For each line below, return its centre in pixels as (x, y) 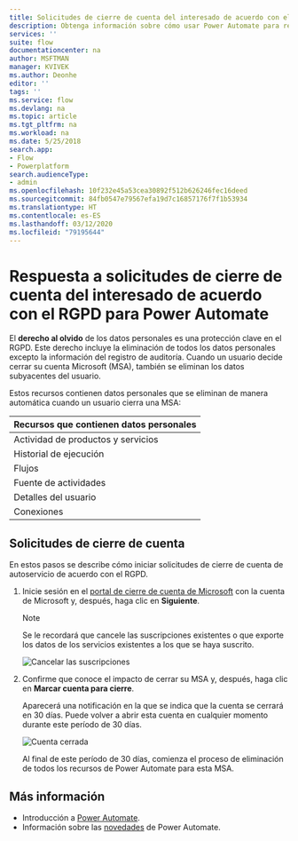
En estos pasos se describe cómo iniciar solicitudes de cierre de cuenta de (146, 565)
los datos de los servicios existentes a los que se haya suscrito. (138, 645)
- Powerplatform (39, 166)
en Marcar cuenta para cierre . (78, 688)
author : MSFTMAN (39, 59)
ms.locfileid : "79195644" (57, 232)
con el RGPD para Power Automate (139, 314)
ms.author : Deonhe (43, 75)
